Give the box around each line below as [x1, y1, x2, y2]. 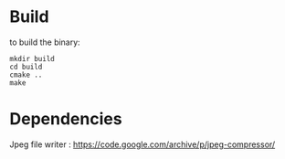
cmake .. [9, 70, 43, 79]
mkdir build [9, 54, 55, 63]
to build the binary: [9, 37, 80, 48]
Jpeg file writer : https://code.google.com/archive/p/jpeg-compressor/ [9, 139, 276, 150]
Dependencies [9, 109, 122, 130]
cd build [9, 62, 43, 71]
